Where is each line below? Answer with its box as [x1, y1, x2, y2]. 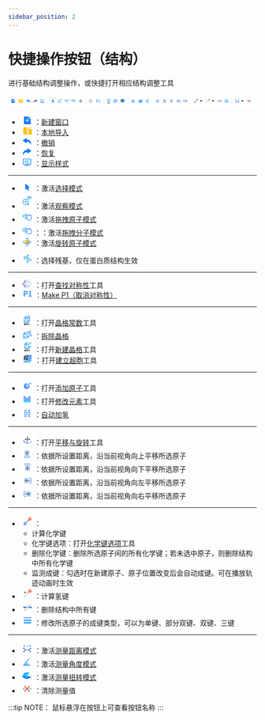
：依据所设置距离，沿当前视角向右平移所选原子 [34, 491, 187, 501]
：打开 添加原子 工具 [34, 384, 97, 393]
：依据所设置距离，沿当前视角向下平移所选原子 [34, 464, 187, 474]
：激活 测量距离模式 [34, 646, 97, 656]
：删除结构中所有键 [34, 605, 97, 615]
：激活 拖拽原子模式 [34, 214, 97, 225]
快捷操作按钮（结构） [8, 50, 147, 68]
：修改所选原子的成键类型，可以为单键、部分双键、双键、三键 [34, 618, 235, 628]
